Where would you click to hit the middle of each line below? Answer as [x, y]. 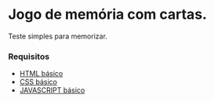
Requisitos [29, 56]
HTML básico [41, 74]
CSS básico [38, 82]
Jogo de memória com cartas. [108, 15]
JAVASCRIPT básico [52, 90]
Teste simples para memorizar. [58, 36]
